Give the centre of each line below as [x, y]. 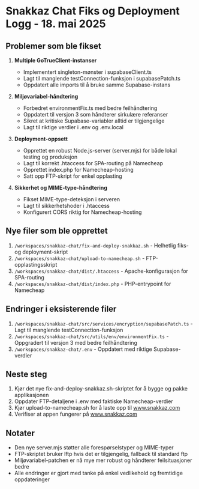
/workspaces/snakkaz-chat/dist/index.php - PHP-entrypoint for [93, 284]
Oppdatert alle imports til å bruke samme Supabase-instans [97, 85]
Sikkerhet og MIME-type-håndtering [61, 188]
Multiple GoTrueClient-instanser [55, 60]
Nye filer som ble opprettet [57, 231]
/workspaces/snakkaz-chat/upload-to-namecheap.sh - [79, 258]
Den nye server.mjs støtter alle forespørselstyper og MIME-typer [94, 448]
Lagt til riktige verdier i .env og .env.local [73, 127]
